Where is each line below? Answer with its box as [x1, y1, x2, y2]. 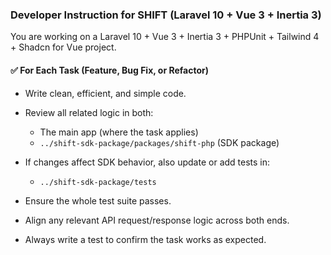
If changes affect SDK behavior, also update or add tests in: [24, 156, 271, 168]
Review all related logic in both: [24, 106, 154, 118]
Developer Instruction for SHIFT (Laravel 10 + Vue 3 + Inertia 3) [10, 8, 322, 22]
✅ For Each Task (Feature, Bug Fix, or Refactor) [10, 64, 210, 76]
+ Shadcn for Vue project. [10, 41, 117, 53]
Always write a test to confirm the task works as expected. [24, 233, 267, 245]
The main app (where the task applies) [39, 126, 199, 138]
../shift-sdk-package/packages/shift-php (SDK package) [39, 136, 280, 148]
